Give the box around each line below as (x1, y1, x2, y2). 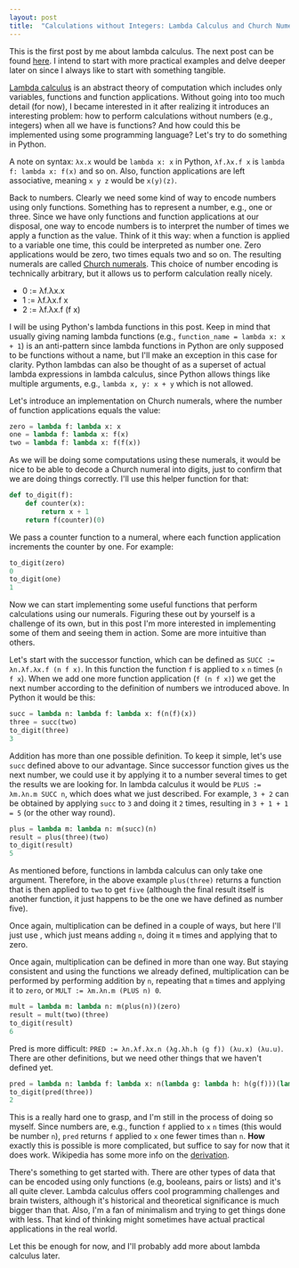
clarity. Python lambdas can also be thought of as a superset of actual (9, 359, 266, 370)
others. (9, 638, 36, 648)
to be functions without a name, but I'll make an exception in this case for (9, 349, 278, 361)
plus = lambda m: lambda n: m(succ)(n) (9, 825, 158, 833)
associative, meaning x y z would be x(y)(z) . (9, 175, 178, 185)
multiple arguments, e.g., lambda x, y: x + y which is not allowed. (9, 378, 254, 388)
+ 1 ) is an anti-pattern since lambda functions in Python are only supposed (9, 340, 284, 351)
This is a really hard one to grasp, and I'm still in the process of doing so (9, 1112, 274, 1123)
